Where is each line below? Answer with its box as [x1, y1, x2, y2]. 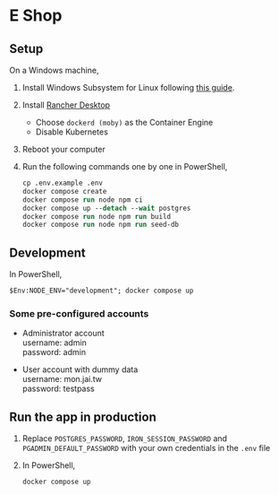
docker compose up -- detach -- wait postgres [21, 204, 191, 213]
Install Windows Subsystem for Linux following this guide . [21, 82, 235, 92]
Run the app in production [9, 409, 156, 424]
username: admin [21, 337, 88, 348]
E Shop [9, 5, 63, 26]
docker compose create [21, 187, 107, 195]
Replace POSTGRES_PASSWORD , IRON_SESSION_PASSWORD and [21, 433, 228, 444]
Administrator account [21, 328, 105, 339]
